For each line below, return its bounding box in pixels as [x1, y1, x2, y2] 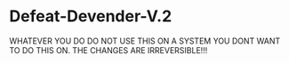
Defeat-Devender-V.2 [9, 6, 173, 27]
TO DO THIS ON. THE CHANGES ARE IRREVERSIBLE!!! [9, 44, 208, 55]
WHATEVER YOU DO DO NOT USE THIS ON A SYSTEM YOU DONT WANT [9, 35, 281, 46]
